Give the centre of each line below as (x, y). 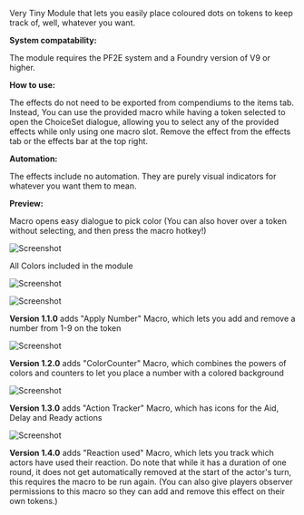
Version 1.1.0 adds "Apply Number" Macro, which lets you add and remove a (152, 318)
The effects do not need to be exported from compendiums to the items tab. (152, 102)
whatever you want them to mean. (73, 186)
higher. (23, 68)
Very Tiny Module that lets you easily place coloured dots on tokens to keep (151, 13)
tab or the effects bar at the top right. (78, 141)
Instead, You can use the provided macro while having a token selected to (147, 112)
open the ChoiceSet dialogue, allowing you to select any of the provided (144, 122)
